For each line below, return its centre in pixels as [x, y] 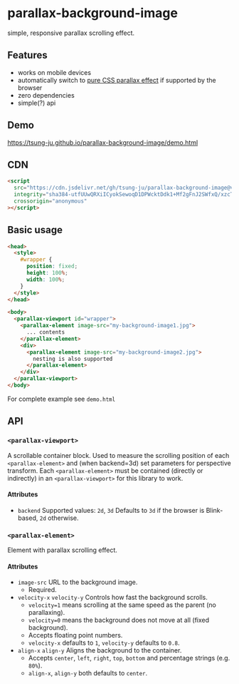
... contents [46, 332]
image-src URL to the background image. [78, 582]
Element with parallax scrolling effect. [62, 550]
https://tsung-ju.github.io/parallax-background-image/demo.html [103, 142]
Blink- [214, 510]
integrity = [30, 195]
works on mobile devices [54, 72]
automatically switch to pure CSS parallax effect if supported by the [117, 80]
